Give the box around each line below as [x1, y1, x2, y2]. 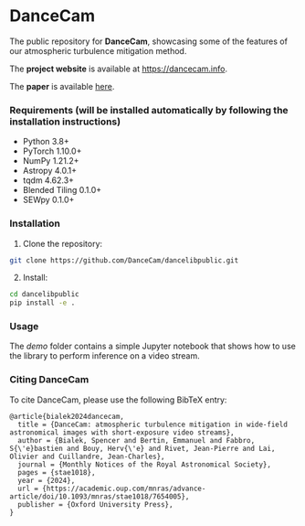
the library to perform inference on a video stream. [9, 350, 200, 361]
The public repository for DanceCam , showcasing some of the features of [9, 36, 288, 47]
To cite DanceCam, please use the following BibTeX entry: [9, 394, 227, 405]
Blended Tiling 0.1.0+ [22, 185, 102, 196]
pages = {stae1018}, [17, 467, 96, 477]
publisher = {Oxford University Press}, [17, 499, 174, 509]
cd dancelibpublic [9, 290, 79, 299]
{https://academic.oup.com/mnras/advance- [42, 484, 206, 493]
